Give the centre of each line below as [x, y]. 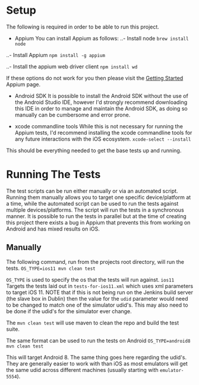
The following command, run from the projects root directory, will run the [95, 261]
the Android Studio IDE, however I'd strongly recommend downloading [101, 102]
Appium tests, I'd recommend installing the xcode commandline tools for [103, 132]
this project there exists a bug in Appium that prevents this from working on [98, 222]
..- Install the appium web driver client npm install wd [72, 67]
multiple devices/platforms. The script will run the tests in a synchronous [95, 210]
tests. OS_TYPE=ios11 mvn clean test [51, 268]
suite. [13, 329]
